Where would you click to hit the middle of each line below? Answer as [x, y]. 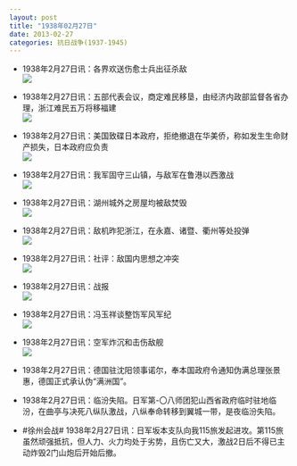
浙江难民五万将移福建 [77, 108]
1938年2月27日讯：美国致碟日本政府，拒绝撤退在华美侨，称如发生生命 [151, 136]
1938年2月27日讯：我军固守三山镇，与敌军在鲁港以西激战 [128, 175]
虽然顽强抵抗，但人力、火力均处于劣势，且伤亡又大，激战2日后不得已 [150, 442]
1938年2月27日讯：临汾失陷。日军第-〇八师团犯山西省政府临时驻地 [145, 400]
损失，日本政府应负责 [69, 147]
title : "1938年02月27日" [54, 26]
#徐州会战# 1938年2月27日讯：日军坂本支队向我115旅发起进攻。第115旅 [153, 430]
